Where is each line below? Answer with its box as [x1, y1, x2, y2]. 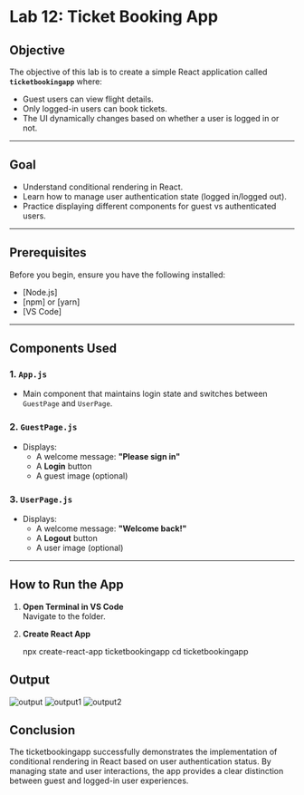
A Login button [35, 461, 92, 471]
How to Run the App [9, 577, 124, 593]
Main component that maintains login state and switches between [22, 388, 269, 400]
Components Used [9, 341, 118, 356]
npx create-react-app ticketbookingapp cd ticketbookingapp [22, 645, 249, 656]
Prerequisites [9, 245, 87, 260]
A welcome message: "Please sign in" [35, 451, 181, 461]
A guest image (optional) [35, 470, 128, 481]
